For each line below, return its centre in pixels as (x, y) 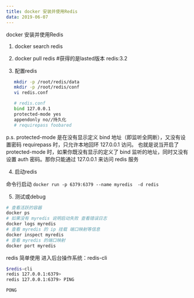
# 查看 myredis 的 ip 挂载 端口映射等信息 (53, 229)
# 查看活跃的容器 (24, 208)
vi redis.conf (31, 93)
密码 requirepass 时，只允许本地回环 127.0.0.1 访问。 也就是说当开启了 (95, 144)
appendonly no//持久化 (40, 120)
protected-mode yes (37, 114)
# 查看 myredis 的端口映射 (36, 240)
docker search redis (39, 46)
